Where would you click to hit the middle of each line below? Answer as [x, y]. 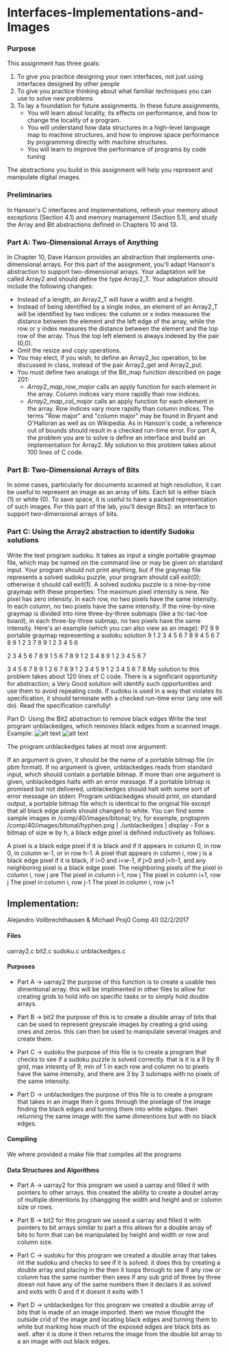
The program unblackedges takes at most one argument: [87, 746]
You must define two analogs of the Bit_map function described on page [119, 372]
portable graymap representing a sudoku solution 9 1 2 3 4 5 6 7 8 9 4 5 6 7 [113, 635]
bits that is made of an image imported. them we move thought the [111, 1312]
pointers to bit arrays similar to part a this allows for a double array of [114, 1227]
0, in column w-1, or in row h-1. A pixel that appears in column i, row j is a [110, 853]
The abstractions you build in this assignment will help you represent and [110, 170]
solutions [23, 540]
